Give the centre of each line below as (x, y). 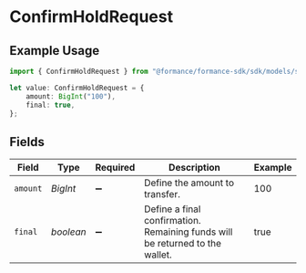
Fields (27, 142)
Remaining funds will (189, 232)
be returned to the (183, 244)
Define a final (173, 209)
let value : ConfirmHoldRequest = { (77, 88)
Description (194, 168)
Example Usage (55, 51)
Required (115, 168)
